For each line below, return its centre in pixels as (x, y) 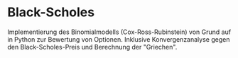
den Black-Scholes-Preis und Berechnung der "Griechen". (92, 47)
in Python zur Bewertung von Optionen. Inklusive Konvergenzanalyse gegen (119, 39)
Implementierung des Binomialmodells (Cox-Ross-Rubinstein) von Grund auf (119, 32)
